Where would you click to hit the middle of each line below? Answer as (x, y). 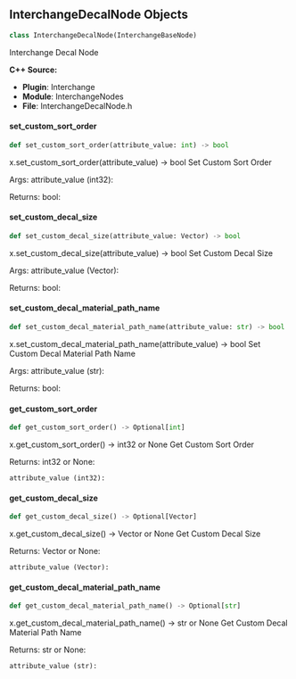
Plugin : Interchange (58, 87)
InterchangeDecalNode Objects (99, 15)
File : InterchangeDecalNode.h (77, 105)
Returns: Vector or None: (55, 551)
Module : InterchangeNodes (73, 96)
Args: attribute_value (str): (57, 370)
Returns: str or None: (48, 650)
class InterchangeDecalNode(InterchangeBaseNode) (103, 35)
